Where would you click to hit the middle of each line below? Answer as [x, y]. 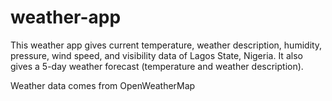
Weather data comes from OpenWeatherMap [103, 85]
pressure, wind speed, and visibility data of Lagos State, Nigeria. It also [156, 55]
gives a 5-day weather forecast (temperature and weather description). [157, 66]
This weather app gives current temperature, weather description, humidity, [166, 45]
